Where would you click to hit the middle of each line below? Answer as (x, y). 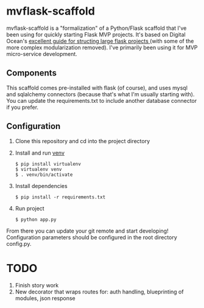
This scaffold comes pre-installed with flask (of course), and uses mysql (97, 88)
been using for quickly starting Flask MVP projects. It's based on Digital (96, 34)
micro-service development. (42, 54)
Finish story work (37, 285)
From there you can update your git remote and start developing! (87, 231)
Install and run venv (40, 153)
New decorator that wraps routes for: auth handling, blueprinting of (99, 292)
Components (31, 73)
